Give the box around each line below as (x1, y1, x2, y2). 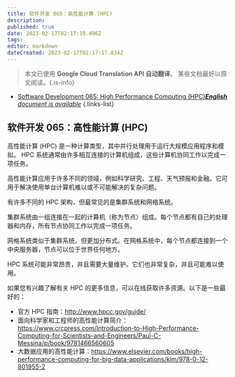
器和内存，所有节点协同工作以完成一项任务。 (7, 221, 136, 230)
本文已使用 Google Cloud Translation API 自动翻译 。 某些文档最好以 (24, 69, 222, 78)
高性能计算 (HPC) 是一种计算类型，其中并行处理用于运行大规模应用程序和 (7, 142, 218, 150)
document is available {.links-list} (17, 100, 115, 108)
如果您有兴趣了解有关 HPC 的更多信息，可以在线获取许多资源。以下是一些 (7, 283, 220, 292)
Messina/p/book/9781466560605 (17, 338, 115, 347)
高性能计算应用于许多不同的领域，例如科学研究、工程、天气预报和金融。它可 (7, 174, 228, 182)
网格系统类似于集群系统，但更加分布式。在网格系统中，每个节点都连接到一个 (7, 236, 228, 245)
